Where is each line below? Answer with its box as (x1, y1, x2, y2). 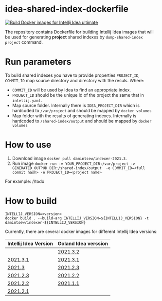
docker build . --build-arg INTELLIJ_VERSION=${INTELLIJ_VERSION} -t (5, 215, 149, 221)
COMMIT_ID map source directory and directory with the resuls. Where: (5, 77, 144, 83)
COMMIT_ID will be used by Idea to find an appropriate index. (12, 87, 131, 93)
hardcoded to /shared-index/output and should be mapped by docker (12, 118, 152, 124)
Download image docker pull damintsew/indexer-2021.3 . (12, 155, 127, 161)
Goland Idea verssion (57, 240, 108, 247)
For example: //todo (5, 178, 45, 184)
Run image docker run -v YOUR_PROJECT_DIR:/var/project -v (12, 160, 135, 166)
